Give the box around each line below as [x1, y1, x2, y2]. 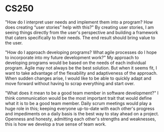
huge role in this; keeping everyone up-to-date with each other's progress [5, 106, 155, 111]
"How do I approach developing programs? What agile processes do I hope [5, 49, 157, 55]
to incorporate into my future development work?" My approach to [5, 54, 139, 60]
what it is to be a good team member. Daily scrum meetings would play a [5, 100, 152, 106]
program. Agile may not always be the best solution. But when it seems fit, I [5, 65, 158, 71]
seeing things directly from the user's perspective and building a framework [5, 29, 158, 35]
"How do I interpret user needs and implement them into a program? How [5, 19, 153, 25]
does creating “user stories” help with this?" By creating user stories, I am [5, 24, 154, 30]
